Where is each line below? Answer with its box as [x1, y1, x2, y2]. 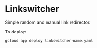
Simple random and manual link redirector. [5, 19, 91, 25]
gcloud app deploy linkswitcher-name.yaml [5, 38, 93, 43]
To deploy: [5, 29, 26, 34]
